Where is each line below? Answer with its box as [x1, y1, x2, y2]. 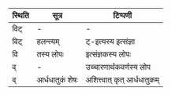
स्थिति [12, 10, 29, 20]
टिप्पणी [113, 10, 132, 20]
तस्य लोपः [36, 49, 65, 60]
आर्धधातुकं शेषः [36, 75, 79, 85]
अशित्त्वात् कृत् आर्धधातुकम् [85, 75, 160, 85]
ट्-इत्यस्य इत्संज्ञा [85, 36, 136, 46]
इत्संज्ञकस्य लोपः [85, 49, 132, 60]
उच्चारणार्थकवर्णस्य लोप [85, 62, 151, 72]
